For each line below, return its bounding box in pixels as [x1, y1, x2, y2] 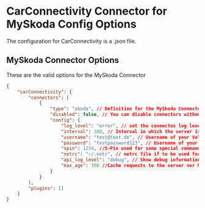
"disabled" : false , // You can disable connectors [49, 112, 182, 118]
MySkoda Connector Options [6, 55, 119, 65]
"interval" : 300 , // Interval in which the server [60, 128, 192, 135]
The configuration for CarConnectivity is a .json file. [6, 37, 137, 45]
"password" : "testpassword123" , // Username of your [60, 140, 198, 146]
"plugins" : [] [28, 185, 64, 192]
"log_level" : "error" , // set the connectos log [60, 123, 187, 129]
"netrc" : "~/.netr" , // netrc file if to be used [60, 151, 190, 157]
